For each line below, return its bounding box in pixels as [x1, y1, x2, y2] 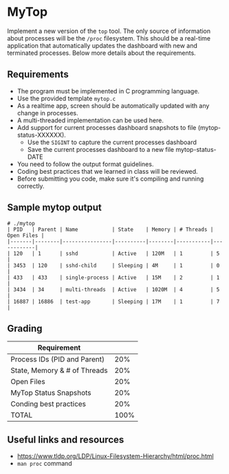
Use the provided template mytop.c [17, 94, 116, 102]
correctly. [17, 181, 45, 190]
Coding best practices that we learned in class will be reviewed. [17, 167, 198, 175]
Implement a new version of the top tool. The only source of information [7, 27, 211, 35]
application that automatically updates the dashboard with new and [7, 41, 198, 49]
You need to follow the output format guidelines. [17, 159, 154, 168]
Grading [7, 322, 43, 334]
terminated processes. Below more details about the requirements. [7, 49, 196, 57]
